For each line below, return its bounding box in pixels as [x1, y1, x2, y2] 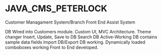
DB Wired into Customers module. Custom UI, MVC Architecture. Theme [5, 28, 151, 34]
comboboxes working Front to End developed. [5, 44, 99, 50]
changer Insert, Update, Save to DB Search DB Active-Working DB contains [5, 34, 158, 40]
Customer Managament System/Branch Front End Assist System [5, 19, 135, 25]
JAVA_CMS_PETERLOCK [5, 3, 108, 14]
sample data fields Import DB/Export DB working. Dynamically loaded [5, 39, 146, 45]
